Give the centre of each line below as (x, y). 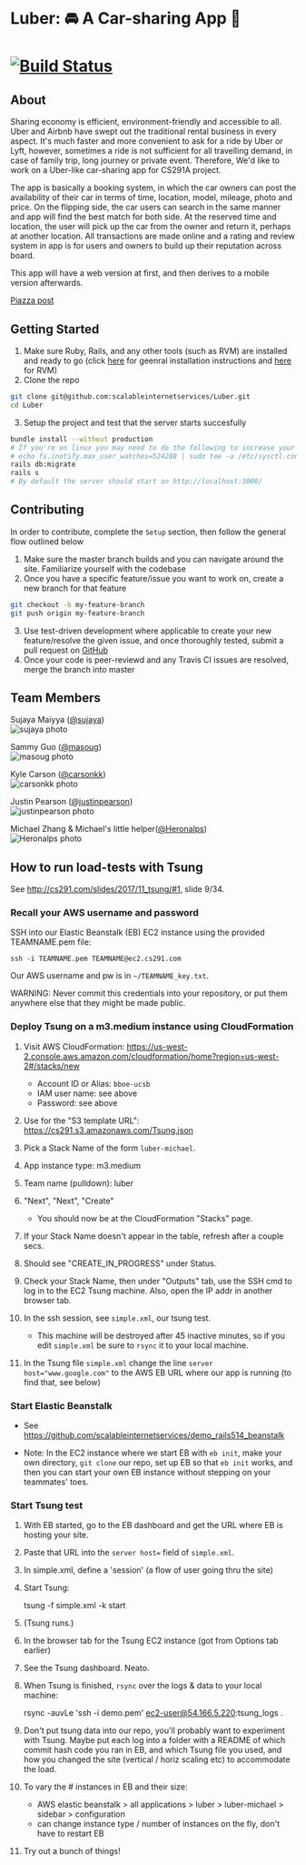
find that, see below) (62, 1382)
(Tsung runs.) (49, 1623)
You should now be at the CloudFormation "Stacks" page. (145, 1218)
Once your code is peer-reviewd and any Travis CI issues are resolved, (156, 659)
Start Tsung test (47, 1505)
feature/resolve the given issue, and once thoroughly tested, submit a (153, 640)
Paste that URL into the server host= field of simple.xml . (129, 1553)
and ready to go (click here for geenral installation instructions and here (157, 360)
